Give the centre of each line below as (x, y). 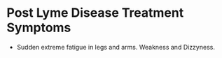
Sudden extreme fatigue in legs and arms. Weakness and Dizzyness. (116, 47)
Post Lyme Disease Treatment (95, 13)
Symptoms (39, 28)
